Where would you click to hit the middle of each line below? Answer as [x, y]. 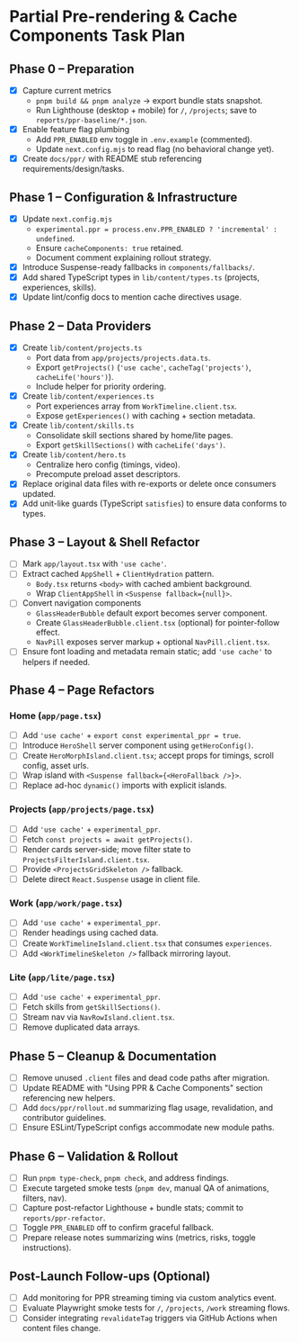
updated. [39, 494]
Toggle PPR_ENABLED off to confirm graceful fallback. [118, 1228]
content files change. [62, 1328]
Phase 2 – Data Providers [80, 326]
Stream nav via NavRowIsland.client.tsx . [98, 1017]
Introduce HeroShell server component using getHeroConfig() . [138, 745]
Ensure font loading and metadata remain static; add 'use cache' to [147, 652]
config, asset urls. [56, 766]
